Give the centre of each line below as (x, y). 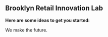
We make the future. (26, 30)
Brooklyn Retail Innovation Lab (54, 8)
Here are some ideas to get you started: (47, 20)
